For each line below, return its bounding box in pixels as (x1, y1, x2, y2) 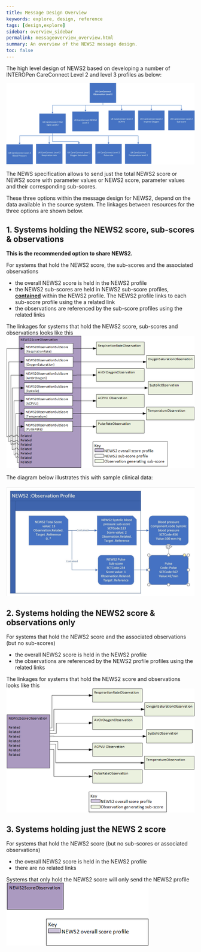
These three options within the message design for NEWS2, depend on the (6, 194, 191, 202)
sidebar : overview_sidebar (6, 29, 74, 35)
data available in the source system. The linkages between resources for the (6, 201, 194, 208)
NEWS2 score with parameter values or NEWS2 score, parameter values (6, 177, 185, 184)
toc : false (6, 48, 33, 54)
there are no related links (14, 865, 77, 872)
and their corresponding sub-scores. (6, 183, 97, 190)
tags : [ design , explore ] (6, 22, 66, 28)
